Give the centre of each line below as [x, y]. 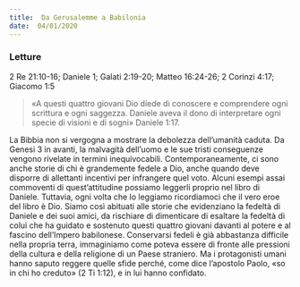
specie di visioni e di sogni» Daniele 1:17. [106, 122]
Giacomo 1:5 [32, 86]
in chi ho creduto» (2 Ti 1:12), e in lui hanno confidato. [108, 273]
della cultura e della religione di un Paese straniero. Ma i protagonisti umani [148, 253]
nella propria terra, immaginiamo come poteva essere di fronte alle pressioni [150, 244]
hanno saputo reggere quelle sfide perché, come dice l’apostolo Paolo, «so [148, 263]
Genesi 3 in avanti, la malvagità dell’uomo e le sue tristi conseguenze [137, 149]
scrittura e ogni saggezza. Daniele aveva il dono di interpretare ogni [156, 113]
